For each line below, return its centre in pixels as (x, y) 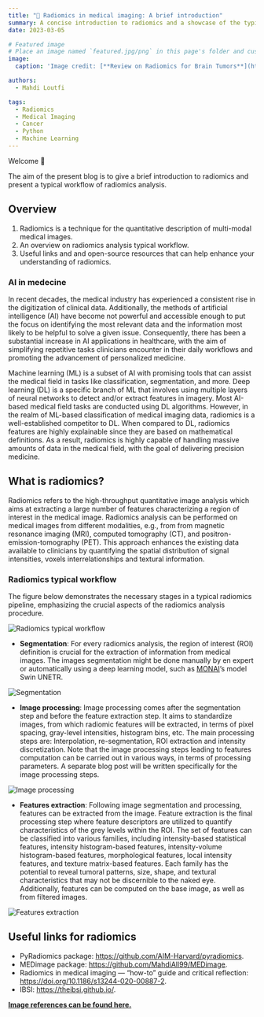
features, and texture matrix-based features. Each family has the (124, 864)
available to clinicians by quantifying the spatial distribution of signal (119, 550)
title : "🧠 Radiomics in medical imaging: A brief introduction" (115, 15)
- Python (29, 131)
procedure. (26, 613)
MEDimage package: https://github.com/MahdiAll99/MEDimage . (123, 964)
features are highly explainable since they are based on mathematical (121, 431)
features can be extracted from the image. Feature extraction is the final (136, 814)
